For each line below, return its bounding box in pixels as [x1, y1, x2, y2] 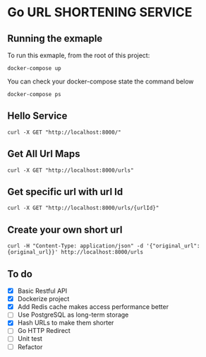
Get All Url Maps [7, 148, 80, 160]
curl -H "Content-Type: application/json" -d [7, 242, 143, 250]
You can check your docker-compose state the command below [7, 77, 194, 86]
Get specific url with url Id [7, 186, 123, 198]
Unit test [17, 334, 42, 343]
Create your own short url [7, 223, 123, 235]
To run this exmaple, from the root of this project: [7, 51, 150, 59]
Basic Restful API [17, 287, 68, 295]
